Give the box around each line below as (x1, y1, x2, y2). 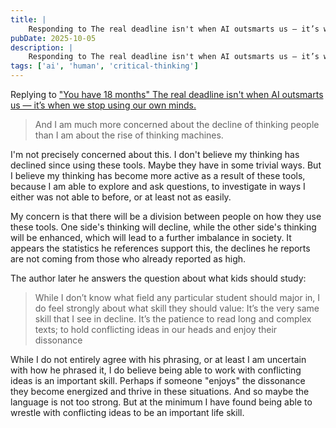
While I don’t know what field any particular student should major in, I (34, 292, 321, 303)
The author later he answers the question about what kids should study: (10, 272, 307, 284)
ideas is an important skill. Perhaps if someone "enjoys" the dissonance (10, 375, 306, 386)
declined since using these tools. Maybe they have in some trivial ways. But (10, 159, 322, 171)
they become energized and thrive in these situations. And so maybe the (10, 386, 310, 397)
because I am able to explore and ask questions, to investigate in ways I (10, 181, 306, 192)
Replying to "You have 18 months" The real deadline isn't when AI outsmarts (10, 89, 324, 100)
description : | (10, 42, 74, 53)
